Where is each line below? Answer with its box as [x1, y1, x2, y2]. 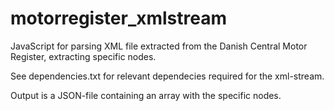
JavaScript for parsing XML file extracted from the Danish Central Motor [10, 40, 308, 52]
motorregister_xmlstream [10, 7, 228, 30]
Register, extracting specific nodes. [10, 50, 157, 62]
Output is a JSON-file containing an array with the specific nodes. [10, 89, 282, 101]
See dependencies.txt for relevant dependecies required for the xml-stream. [10, 70, 325, 82]
